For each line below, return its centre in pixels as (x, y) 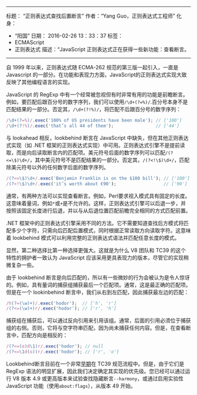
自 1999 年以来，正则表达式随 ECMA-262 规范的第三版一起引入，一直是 (92, 67)
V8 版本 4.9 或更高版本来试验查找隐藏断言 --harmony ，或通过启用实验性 (98, 379)
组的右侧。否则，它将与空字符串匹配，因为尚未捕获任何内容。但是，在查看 (96, 328)
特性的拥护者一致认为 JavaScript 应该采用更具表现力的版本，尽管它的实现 (95, 257)
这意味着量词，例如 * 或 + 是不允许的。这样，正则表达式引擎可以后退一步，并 (96, 203)
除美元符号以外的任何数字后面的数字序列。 (57, 167)
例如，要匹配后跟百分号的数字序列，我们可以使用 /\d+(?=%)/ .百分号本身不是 (97, 102)
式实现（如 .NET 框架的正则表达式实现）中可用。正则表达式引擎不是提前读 (96, 145)
